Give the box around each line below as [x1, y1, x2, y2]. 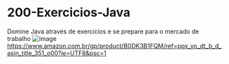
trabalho [7, 34, 31, 42]
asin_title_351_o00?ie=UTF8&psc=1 [7, 49, 107, 57]
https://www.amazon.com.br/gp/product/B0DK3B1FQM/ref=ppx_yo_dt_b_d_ [7, 42, 222, 50]
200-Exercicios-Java [7, 5, 131, 20]
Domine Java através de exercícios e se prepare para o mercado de [7, 27, 199, 35]
